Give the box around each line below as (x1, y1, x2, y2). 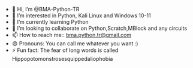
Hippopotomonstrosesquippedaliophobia (11, 55, 113, 62)
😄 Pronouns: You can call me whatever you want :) (11, 40, 138, 47)
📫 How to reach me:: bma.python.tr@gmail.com (11, 32, 132, 38)
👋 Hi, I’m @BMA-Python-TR (11, 6, 80, 13)
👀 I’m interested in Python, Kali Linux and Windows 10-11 (11, 12, 151, 19)
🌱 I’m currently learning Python (11, 18, 89, 25)
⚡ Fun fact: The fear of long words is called (11, 47, 119, 54)
